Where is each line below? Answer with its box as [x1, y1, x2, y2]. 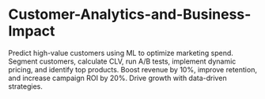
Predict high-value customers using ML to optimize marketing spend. [8, 48, 233, 57]
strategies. [8, 81, 44, 91]
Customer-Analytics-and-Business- [8, 5, 252, 24]
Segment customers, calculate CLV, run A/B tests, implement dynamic [8, 57, 237, 66]
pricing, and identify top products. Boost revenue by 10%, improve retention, [8, 64, 257, 74]
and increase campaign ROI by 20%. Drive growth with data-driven [8, 73, 227, 82]
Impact [8, 22, 55, 40]
